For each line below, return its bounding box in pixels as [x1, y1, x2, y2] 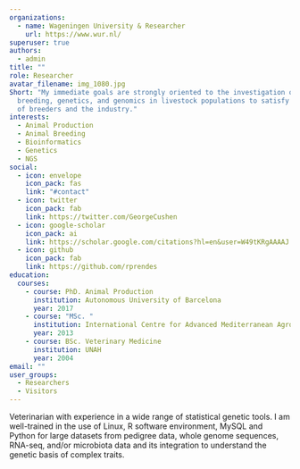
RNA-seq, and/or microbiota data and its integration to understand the [9, 440, 267, 450]
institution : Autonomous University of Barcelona [32, 296, 221, 305]
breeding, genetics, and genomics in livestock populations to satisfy [17, 96, 290, 105]
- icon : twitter [17, 196, 78, 205]
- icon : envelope [17, 171, 82, 180]
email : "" [9, 362, 46, 371]
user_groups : [9, 370, 58, 380]
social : [9, 163, 38, 172]
